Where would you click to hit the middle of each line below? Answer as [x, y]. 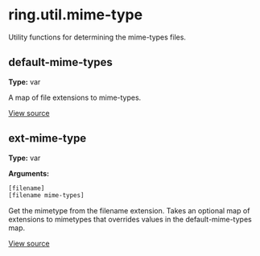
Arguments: [29, 173]
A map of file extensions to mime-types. [75, 97]
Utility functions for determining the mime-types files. [97, 37]
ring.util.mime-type [76, 15]
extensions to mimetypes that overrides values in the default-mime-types [130, 220]
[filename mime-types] [46, 196]
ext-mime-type [47, 138]
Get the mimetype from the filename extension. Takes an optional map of [129, 211]
